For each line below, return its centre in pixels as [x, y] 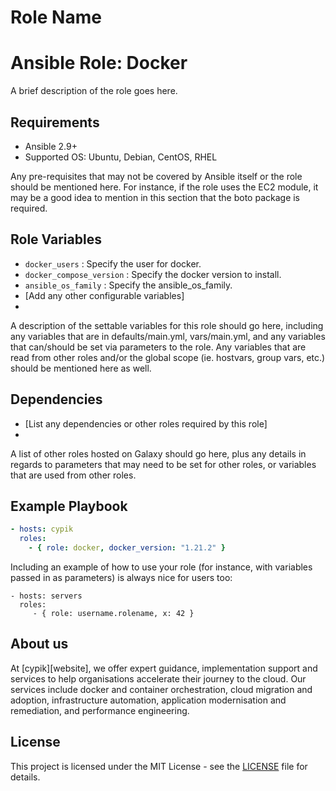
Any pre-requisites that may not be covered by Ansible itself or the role [156, 176]
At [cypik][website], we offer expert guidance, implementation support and [164, 668]
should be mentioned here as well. [81, 368]
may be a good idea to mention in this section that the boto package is [155, 197]
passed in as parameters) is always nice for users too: [121, 577]
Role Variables [56, 239]
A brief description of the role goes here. [94, 91]
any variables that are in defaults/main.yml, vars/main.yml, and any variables [168, 336]
